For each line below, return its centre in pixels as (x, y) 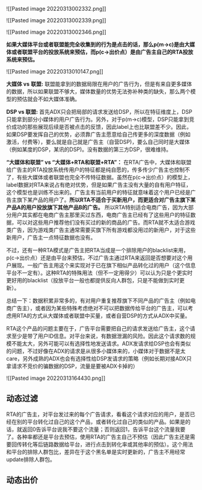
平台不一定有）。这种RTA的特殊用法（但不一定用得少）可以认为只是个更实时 (99, 273)
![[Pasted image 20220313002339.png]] (56, 20)
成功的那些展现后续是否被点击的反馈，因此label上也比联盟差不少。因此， (102, 127)
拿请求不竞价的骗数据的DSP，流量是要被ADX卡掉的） (72, 366)
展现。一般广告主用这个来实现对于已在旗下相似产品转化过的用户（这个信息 (103, 265)
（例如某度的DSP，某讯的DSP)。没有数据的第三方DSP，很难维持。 (89, 149)
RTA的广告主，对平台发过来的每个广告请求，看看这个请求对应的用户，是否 (98, 414)
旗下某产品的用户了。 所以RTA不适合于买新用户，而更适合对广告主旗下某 (106, 200)
